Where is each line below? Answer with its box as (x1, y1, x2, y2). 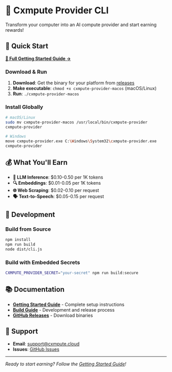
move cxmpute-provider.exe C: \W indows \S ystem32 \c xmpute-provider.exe (5, 138, 157, 144)
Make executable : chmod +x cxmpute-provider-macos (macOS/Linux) (12, 85, 157, 92)
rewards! (5, 27, 24, 33)
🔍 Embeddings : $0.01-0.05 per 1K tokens (12, 180, 101, 186)
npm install (5, 237, 31, 243)
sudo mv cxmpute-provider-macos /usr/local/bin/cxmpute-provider (5, 120, 147, 125)
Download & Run (5, 68, 48, 75)
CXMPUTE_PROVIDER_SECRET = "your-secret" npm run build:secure (5, 271, 139, 276)
